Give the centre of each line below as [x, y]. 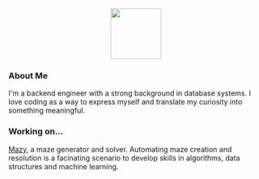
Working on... [36, 131]
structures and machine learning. [64, 166]
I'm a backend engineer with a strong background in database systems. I [129, 93]
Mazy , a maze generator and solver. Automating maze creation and [120, 149]
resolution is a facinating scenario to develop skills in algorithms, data [124, 158]
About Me [28, 75]
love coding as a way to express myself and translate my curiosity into [125, 102]
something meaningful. [47, 111]
